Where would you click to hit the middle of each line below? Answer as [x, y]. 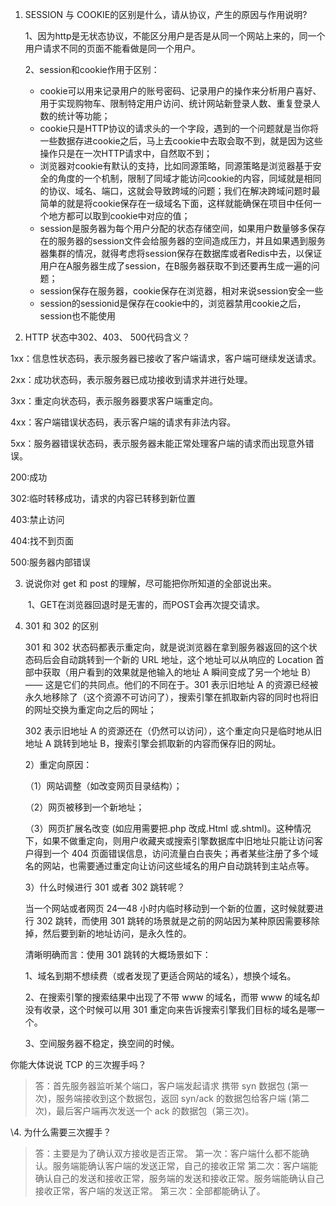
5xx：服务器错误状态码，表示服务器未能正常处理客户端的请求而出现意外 [158, 443]
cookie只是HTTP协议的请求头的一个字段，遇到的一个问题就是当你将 [179, 128]
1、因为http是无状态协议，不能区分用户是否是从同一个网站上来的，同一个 [175, 36]
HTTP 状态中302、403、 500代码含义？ [107, 337]
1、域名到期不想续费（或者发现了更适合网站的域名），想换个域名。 [160, 976]
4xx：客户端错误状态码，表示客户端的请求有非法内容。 [123, 422]
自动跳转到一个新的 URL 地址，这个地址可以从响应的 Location [186, 659]
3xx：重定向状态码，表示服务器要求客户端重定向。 [114, 401]
